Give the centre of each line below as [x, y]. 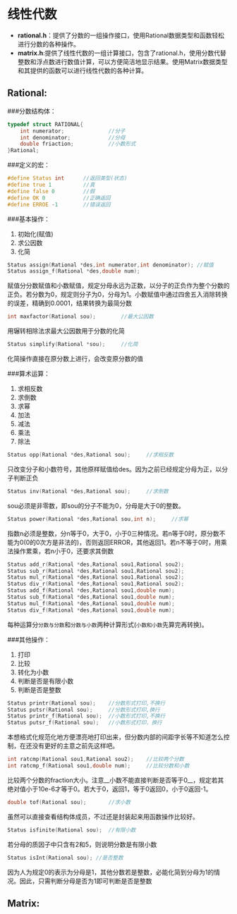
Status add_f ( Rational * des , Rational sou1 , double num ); [91, 591]
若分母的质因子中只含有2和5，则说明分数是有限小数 [82, 844]
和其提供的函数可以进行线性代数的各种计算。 [83, 70]
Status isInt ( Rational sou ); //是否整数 [65, 858]
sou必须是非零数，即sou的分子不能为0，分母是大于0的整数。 [96, 505]
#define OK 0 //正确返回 [59, 198]
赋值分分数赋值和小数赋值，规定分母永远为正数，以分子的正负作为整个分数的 [119, 285]
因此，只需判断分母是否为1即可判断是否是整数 [86, 881]
